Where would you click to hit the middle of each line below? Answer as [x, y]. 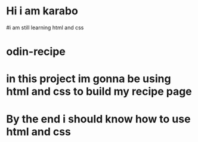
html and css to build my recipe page [99, 92]
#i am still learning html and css [45, 27]
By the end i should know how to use [98, 119]
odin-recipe [36, 52]
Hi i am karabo [42, 11]
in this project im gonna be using [89, 79]
